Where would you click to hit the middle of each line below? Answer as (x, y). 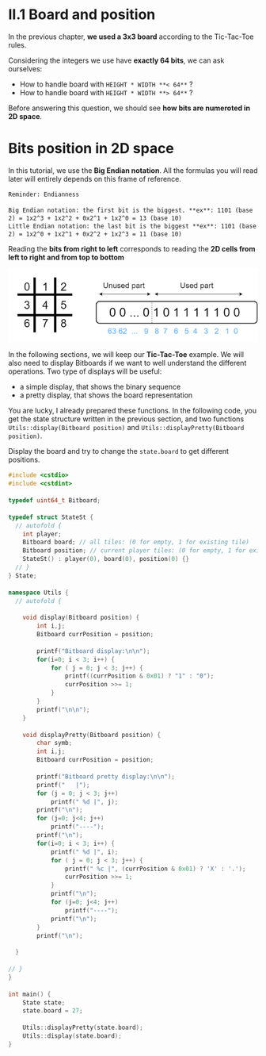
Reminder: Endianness (44, 194)
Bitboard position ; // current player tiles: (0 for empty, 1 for (134, 551)
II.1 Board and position (82, 15)
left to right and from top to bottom (66, 257)
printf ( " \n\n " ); (63, 709)
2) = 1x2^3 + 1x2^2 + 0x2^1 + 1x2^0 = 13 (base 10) (95, 218)
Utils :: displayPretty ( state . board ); (83, 1028)
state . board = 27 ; (53, 1011)
